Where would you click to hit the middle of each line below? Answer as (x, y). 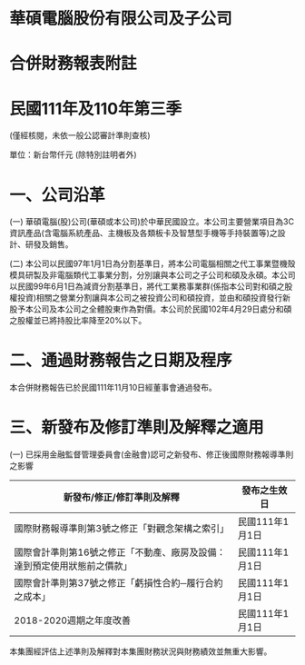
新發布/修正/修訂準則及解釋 (121, 498)
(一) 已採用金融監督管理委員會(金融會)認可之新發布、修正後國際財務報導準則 (152, 454)
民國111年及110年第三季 (96, 109)
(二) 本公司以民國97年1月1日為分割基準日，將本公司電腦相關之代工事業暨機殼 (152, 263)
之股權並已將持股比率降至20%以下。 (78, 321)
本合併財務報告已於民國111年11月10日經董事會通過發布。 (113, 388)
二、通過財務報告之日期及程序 (121, 361)
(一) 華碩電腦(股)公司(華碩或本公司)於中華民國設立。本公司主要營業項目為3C (152, 222)
